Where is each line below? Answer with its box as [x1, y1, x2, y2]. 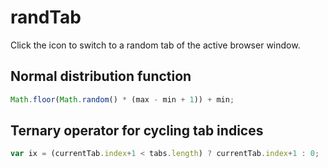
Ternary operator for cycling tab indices [10, 122, 264, 140]
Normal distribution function [10, 68, 192, 85]
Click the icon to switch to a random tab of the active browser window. [10, 39, 301, 51]
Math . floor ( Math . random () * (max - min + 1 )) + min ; [10, 94, 235, 105]
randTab [10, 6, 82, 29]
